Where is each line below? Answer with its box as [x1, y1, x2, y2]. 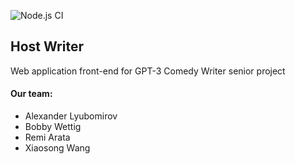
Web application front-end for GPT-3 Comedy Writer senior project [10, 65, 286, 77]
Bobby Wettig [24, 121, 82, 133]
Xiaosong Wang [24, 142, 91, 154]
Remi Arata [24, 131, 71, 144]
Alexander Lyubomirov [24, 110, 118, 122]
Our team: [10, 88, 53, 100]
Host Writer [10, 38, 84, 55]
